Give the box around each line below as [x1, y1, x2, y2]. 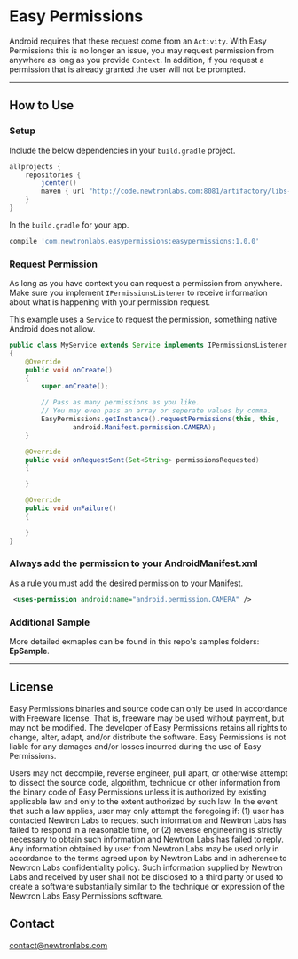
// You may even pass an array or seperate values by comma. [41, 406, 272, 415]
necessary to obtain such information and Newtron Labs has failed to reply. [9, 834, 284, 844]
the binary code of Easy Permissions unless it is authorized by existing [9, 787, 267, 797]
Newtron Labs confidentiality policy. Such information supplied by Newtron [9, 862, 284, 873]
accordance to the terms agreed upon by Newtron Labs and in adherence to [9, 852, 287, 863]
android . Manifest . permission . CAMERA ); [72, 422, 216, 432]
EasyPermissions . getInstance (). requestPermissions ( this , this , [41, 415, 279, 424]
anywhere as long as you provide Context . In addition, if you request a [9, 54, 264, 65]
